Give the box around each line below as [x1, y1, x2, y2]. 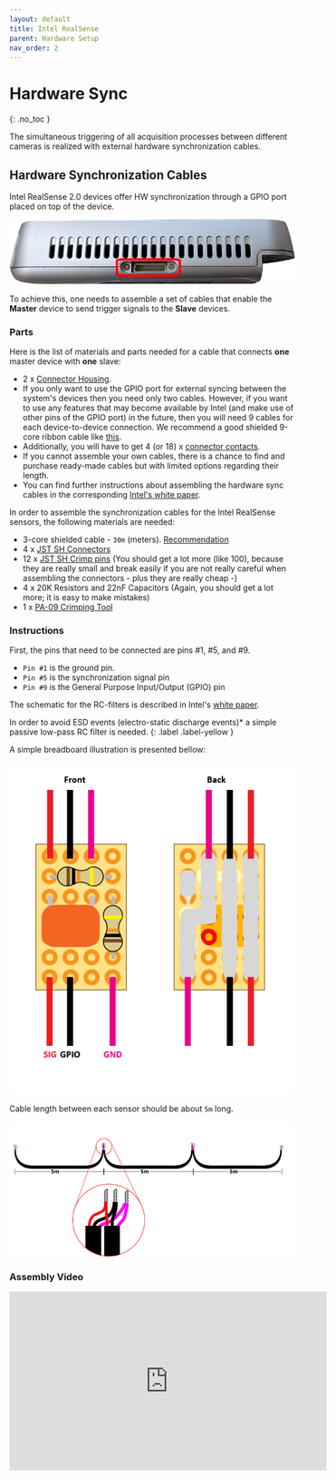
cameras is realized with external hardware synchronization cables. [9, 141, 261, 152]
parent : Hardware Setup [9, 34, 100, 43]
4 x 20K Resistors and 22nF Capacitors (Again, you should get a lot [22, 582, 274, 594]
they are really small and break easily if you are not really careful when [22, 563, 287, 574]
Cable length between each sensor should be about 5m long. [9, 1103, 234, 1114]
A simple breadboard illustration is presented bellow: [9, 745, 206, 755]
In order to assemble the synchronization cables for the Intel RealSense [9, 507, 276, 518]
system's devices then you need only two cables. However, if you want [22, 393, 288, 404]
